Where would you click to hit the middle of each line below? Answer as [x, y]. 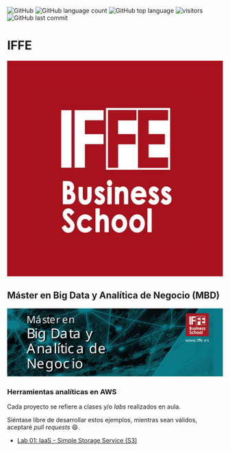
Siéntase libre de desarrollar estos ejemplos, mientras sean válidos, [102, 420]
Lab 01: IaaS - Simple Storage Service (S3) [77, 441]
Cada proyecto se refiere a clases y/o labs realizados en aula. [94, 407]
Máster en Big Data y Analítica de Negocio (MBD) [114, 295]
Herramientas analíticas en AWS [62, 391]
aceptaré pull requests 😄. [43, 427]
